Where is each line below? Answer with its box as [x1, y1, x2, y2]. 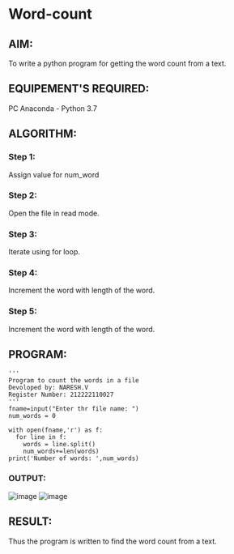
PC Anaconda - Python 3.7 [8, 103, 97, 113]
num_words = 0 [8, 411, 57, 420]
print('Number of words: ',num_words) [8, 454, 139, 462]
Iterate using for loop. [8, 247, 81, 257]
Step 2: [8, 190, 38, 201]
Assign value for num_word [8, 169, 100, 179]
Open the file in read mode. [8, 208, 100, 218]
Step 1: [8, 151, 36, 163]
